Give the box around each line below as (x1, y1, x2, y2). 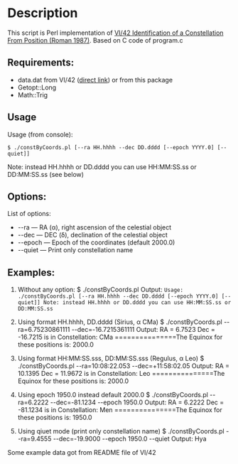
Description (7, 5, 78, 21)
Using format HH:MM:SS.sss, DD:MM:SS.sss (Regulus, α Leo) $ (17, 354, 205, 363)
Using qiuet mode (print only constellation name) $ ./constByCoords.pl (17, 427, 225, 436)
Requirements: (7, 57, 75, 69)
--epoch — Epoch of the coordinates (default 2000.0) (17, 238, 175, 247)
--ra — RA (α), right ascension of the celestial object (17, 223, 172, 232)
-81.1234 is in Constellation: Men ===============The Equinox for (17, 406, 222, 414)
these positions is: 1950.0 (17, 414, 92, 422)
